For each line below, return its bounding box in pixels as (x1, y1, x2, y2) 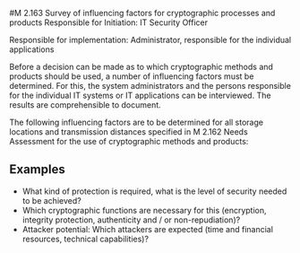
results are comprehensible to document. (9, 100, 161, 110)
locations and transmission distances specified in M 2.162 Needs (9, 126, 248, 137)
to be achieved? (21, 195, 82, 205)
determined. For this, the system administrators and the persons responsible (9, 81, 291, 91)
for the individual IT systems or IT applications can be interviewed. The (9, 90, 271, 100)
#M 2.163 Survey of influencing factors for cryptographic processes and (9, 8, 276, 18)
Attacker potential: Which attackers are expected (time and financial (21, 223, 273, 234)
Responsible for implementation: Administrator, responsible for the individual (9, 35, 292, 45)
